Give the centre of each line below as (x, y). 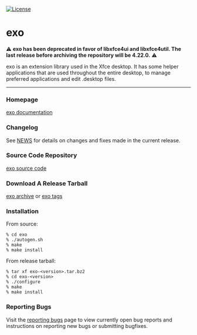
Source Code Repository (42, 155)
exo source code (26, 168)
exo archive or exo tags (34, 196)
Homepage (22, 100)
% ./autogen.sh (25, 240)
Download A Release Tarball (47, 183)
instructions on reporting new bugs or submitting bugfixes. (77, 326)
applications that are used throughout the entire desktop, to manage (89, 73)
